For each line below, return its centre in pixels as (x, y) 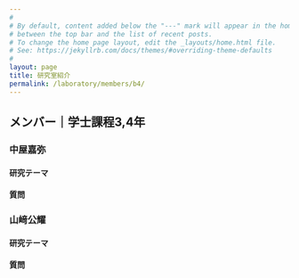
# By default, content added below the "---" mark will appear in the (143, 26)
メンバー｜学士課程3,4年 (77, 123)
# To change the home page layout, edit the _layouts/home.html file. (143, 42)
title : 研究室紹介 (40, 76)
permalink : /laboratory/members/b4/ (77, 84)
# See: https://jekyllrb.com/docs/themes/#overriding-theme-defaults (141, 51)
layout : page (33, 68)
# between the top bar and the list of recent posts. (111, 34)
